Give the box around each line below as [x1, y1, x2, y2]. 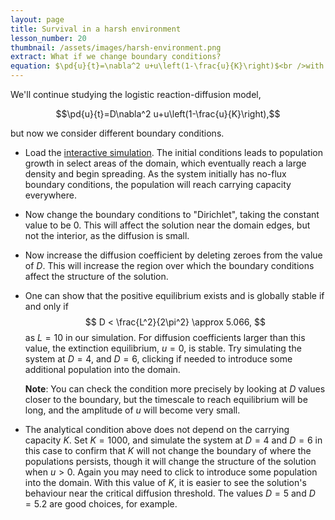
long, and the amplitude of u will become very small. [24, 404, 241, 416]
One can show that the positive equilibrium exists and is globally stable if [24, 290, 325, 301]
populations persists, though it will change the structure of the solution [24, 456, 317, 467]
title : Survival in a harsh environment [10, 24, 182, 34]
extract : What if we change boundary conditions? [10, 52, 222, 62]
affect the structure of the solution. [24, 271, 169, 282]
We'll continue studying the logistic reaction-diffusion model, [10, 89, 262, 100]
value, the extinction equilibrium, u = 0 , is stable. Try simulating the [24, 342, 302, 354]
